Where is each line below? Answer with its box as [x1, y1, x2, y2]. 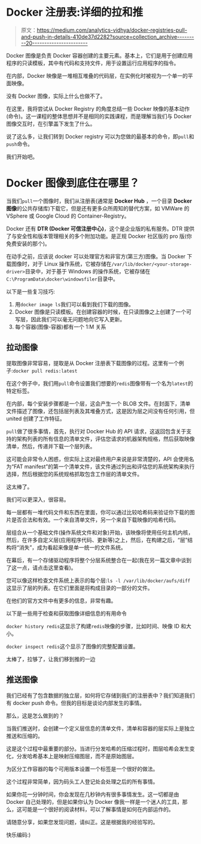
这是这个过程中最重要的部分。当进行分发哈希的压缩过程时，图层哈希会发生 [6, 744, 190, 752]
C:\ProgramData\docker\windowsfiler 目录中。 [6, 275, 118, 282]
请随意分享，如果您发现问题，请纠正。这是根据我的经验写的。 [6, 818, 159, 825]
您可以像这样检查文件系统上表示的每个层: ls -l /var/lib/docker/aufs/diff [6, 577, 190, 584]
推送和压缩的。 [6, 732, 43, 739]
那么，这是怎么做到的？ [6, 712, 64, 719]
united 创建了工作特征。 [6, 415, 66, 422]
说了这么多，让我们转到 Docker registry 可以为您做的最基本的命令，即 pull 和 [6, 132, 194, 140]
